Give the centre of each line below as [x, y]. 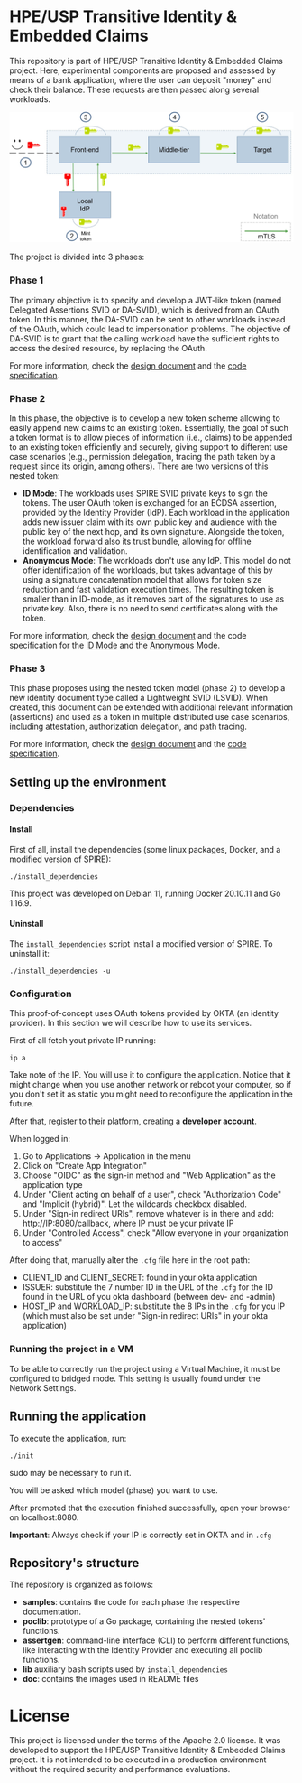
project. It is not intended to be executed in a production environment [138, 1760]
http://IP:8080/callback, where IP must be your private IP [128, 1223]
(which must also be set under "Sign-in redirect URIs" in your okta [145, 1316]
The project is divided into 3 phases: [77, 257]
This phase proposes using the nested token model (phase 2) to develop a [147, 688]
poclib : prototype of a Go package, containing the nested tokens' [144, 1621]
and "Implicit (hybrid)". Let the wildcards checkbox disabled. [135, 1204]
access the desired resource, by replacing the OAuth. [108, 348]
